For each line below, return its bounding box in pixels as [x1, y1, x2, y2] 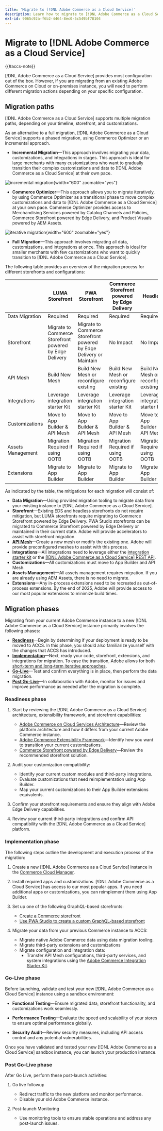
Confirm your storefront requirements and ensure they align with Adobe [12, 801, 156, 807]
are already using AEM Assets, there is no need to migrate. [12, 575, 130, 581]
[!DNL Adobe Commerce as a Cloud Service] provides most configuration [5, 73, 152, 79]
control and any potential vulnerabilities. [12, 1034, 92, 1040]
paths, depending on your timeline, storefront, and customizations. [5, 120, 138, 126]
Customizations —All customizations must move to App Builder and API [12, 560, 155, 565]
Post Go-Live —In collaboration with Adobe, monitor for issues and [12, 678, 146, 684]
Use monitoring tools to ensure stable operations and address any [19, 1115, 151, 1121]
